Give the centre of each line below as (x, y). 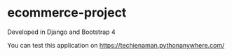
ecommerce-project (67, 13)
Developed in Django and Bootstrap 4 (61, 32)
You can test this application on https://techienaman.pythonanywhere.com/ (116, 45)
